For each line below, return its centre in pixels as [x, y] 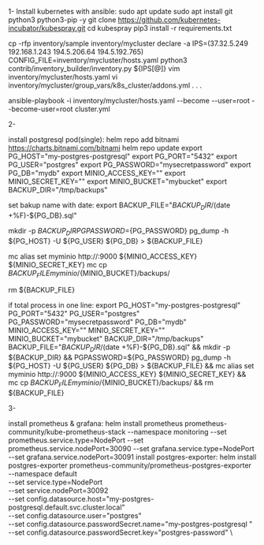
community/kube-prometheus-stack [67, 431]
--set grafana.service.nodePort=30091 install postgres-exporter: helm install [132, 457]
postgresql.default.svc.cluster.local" [67, 507]
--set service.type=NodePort [56, 482]
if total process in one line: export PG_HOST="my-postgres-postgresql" [125, 305]
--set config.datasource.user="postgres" [75, 515]
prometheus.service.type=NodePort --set [76, 440]
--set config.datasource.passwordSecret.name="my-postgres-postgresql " [130, 524]
